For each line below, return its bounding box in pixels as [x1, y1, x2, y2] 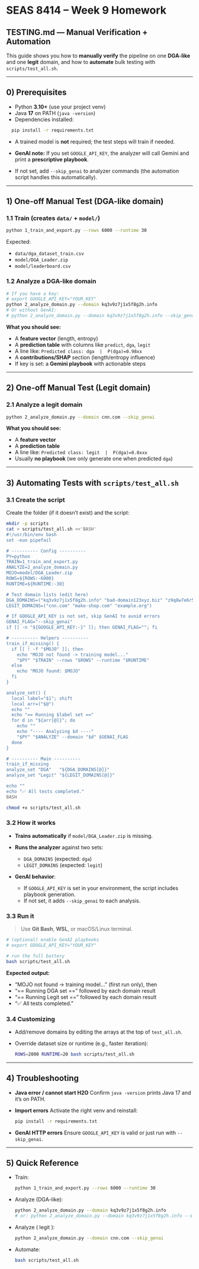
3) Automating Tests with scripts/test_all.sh [6, 478, 179, 488]
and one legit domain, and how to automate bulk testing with [6, 59, 156, 65]
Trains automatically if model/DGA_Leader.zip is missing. [14, 832, 153, 839]
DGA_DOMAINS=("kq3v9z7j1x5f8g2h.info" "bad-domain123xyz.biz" [6, 597, 163, 603]
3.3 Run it [6, 911, 34, 920]
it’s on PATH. [14, 1095, 46, 1102]
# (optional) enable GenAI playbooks [6, 937, 99, 943]
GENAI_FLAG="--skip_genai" [6, 619, 73, 625]
